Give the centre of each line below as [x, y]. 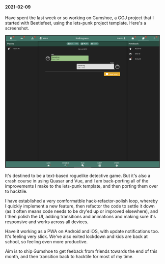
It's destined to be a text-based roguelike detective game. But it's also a [78, 176]
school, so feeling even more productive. [46, 242]
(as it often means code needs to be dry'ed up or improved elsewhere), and [82, 211]
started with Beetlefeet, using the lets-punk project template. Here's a [76, 23]
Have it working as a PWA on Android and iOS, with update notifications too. [82, 232]
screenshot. [17, 28]
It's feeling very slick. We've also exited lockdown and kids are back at [77, 236]
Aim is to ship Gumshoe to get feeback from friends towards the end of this [81, 251]
